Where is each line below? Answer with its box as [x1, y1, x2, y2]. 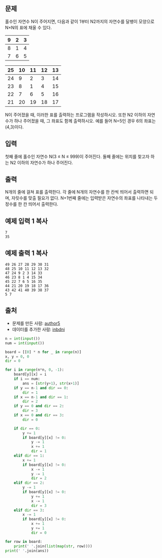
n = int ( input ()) [5, 336, 40, 341]
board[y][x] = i [14, 372, 47, 377]
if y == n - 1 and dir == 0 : [14, 385, 69, 390]
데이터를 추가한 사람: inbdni [12, 326, 65, 332]
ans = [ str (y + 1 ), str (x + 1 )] [22, 381, 79, 386]
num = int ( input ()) [5, 340, 45, 345]
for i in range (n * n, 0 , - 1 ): [5, 367, 64, 372]
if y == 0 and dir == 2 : [14, 404, 64, 409]
